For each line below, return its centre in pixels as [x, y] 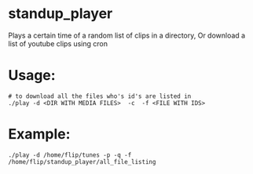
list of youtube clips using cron [58, 43]
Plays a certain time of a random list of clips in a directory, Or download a [127, 35]
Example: [39, 134]
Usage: [32, 76]
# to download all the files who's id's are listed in [100, 96]
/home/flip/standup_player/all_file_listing [82, 161]
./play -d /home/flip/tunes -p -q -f [70, 155]
